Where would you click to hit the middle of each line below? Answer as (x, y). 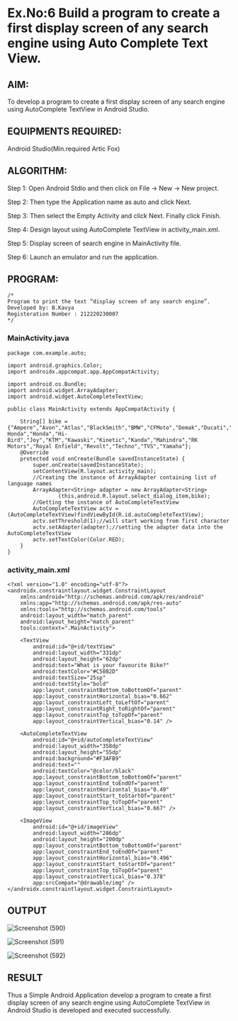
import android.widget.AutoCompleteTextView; (75, 396)
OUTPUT (27, 911)
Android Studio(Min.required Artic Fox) (64, 148)
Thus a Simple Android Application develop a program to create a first (109, 995)
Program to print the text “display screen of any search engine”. (109, 302)
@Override (35, 453)
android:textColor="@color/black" (84, 771)
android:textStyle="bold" (71, 684)
